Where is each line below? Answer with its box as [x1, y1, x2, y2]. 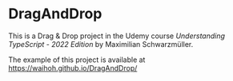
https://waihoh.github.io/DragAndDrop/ [8, 63, 138, 72]
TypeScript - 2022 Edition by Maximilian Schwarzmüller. [8, 39, 194, 48]
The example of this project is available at [8, 55, 146, 64]
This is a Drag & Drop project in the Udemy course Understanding [8, 31, 226, 40]
